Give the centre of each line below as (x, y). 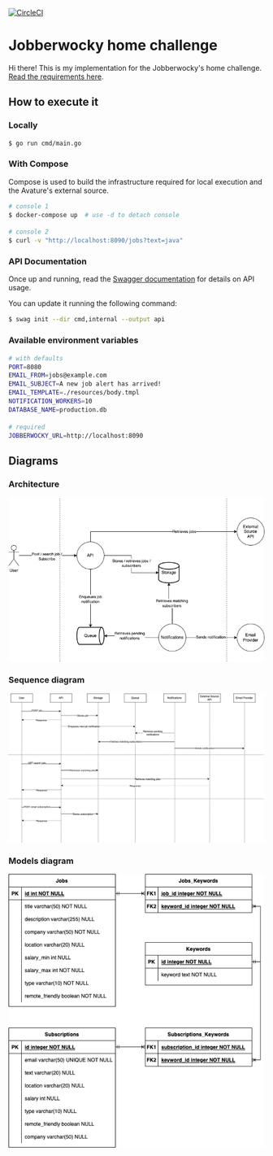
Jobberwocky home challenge (113, 46)
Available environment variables (74, 340)
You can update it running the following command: (93, 303)
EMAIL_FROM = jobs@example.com (58, 375)
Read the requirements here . (56, 76)
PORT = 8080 (25, 367)
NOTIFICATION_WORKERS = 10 (50, 401)
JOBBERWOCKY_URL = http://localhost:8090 (76, 435)
